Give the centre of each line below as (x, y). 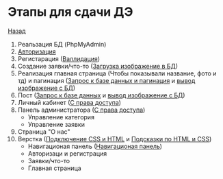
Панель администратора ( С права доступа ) (81, 110)
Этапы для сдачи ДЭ (70, 12)
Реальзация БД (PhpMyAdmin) (62, 44)
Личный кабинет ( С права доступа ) (69, 102)
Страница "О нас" (44, 132)
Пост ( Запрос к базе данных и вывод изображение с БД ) (101, 95)
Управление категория (61, 117)
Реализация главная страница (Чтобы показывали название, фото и (117, 73)
